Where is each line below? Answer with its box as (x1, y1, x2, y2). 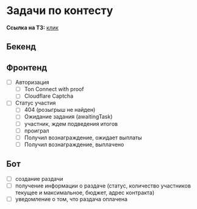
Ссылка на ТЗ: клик (6, 24, 59, 31)
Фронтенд (6, 62, 48, 73)
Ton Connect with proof (24, 86, 84, 93)
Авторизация (15, 79, 50, 86)
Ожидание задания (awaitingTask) (24, 113, 113, 120)
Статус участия (15, 99, 56, 107)
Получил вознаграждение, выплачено (24, 141, 124, 148)
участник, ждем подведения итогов (24, 120, 118, 127)
